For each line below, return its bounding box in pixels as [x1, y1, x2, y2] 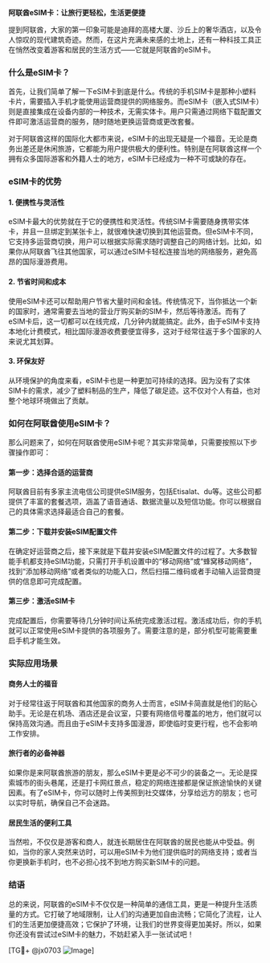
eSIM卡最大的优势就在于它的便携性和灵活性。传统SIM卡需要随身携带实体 [8, 217, 249, 226]
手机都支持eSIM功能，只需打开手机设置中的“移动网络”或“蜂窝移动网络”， [14, 556, 256, 565]
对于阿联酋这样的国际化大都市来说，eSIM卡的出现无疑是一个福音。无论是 [8, 134, 251, 144]
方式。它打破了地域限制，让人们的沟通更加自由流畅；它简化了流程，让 [22, 909, 255, 919]
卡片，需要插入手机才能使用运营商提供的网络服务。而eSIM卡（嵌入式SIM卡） [8, 96, 260, 107]
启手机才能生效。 [8, 635, 65, 645]
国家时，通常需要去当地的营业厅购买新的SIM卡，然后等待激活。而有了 [14, 306, 247, 316]
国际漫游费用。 [22, 257, 72, 267]
